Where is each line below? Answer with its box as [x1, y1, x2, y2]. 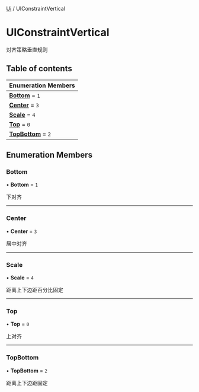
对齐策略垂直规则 [6, 46, 48, 53]
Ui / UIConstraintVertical [6, 5, 65, 12]
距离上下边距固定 [6, 379, 48, 386]
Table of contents [6, 63, 72, 74]
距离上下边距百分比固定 [6, 286, 63, 294]
